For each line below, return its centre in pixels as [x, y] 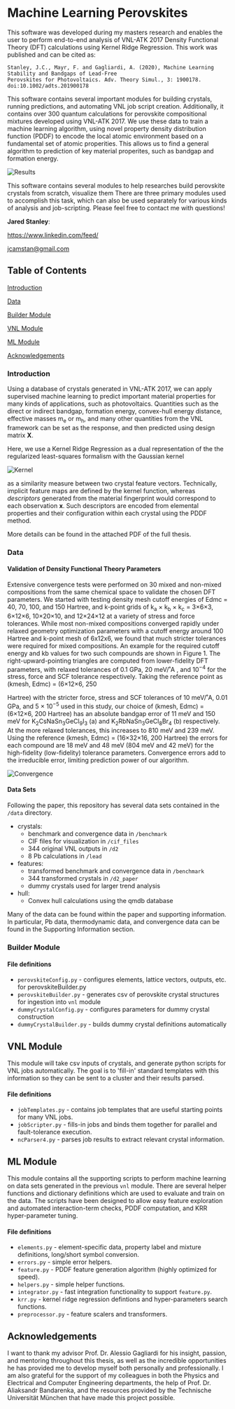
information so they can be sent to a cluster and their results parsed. [106, 1078]
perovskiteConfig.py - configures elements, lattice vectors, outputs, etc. [122, 980]
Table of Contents [47, 271]
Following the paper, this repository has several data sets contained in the [114, 805]
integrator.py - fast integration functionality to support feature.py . [114, 1292]
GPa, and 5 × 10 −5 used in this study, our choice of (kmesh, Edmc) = [106, 706]
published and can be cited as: [51, 55]
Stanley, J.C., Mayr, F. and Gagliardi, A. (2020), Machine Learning [111, 67]
